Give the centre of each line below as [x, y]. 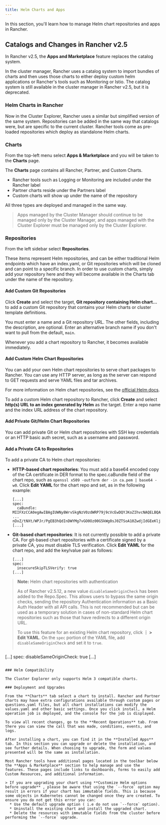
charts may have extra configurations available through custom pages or [83, 701]
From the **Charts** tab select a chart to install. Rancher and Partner [83, 696]
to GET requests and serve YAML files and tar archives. [61, 380]
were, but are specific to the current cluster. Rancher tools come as [74, 126]
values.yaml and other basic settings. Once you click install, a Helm [80, 709]
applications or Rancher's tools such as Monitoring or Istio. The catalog [78, 82]
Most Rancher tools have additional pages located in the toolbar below [82, 761]
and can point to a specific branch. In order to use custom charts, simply [79, 269]
